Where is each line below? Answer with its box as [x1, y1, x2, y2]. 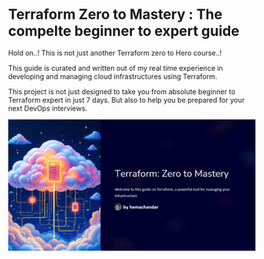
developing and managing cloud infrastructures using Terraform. [8, 71, 218, 81]
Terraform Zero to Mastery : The [8, 5, 222, 24]
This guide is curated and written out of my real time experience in [8, 63, 224, 72]
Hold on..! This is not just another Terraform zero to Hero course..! [8, 48, 222, 57]
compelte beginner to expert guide [8, 22, 240, 40]
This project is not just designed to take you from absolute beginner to [8, 86, 236, 96]
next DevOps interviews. [8, 104, 88, 113]
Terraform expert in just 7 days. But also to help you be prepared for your [8, 95, 245, 104]
